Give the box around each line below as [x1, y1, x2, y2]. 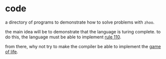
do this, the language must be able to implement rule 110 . [5, 34, 121, 40]
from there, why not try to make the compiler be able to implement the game [5, 43, 161, 49]
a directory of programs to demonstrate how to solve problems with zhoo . [5, 19, 155, 25]
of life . [5, 49, 18, 55]
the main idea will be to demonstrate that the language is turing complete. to [5, 29, 161, 34]
